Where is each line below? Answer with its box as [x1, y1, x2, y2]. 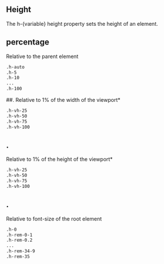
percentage [6, 37, 50, 47]
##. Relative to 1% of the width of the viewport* [6, 97, 121, 103]
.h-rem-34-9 [6, 248, 35, 254]
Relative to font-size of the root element [6, 215, 102, 222]
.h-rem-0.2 [6, 237, 33, 244]
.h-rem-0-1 [6, 232, 33, 238]
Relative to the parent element [6, 53, 79, 60]
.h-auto [6, 64, 25, 70]
